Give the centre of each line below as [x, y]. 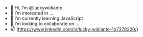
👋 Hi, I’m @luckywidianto [36, 8]
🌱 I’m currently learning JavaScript [46, 18]
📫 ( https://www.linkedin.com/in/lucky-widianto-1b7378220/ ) [74, 29]
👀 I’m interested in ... [32, 13]
